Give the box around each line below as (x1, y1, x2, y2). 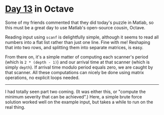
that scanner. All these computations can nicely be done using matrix (5, 69, 144, 75)
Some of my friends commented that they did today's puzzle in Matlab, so (5, 19, 154, 25)
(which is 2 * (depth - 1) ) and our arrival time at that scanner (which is (5, 59, 150, 65)
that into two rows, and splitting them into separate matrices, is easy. (5, 44, 143, 50)
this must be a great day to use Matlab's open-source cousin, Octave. (5, 24, 145, 30)
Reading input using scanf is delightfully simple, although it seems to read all (5, 34, 159, 40)
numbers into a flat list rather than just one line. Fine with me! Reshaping (5, 39, 150, 45)
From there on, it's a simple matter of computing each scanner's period (5, 54, 148, 59)
